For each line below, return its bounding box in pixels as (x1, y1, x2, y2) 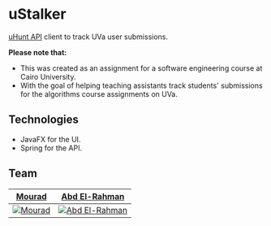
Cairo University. (19, 72, 76, 81)
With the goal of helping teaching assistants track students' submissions (19, 80, 263, 90)
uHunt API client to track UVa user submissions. (8, 32, 169, 41)
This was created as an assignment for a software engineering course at (19, 63, 263, 73)
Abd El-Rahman (61, 190, 125, 202)
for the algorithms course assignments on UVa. (19, 89, 179, 98)
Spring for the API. (19, 143, 83, 153)
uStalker (8, 5, 67, 24)
